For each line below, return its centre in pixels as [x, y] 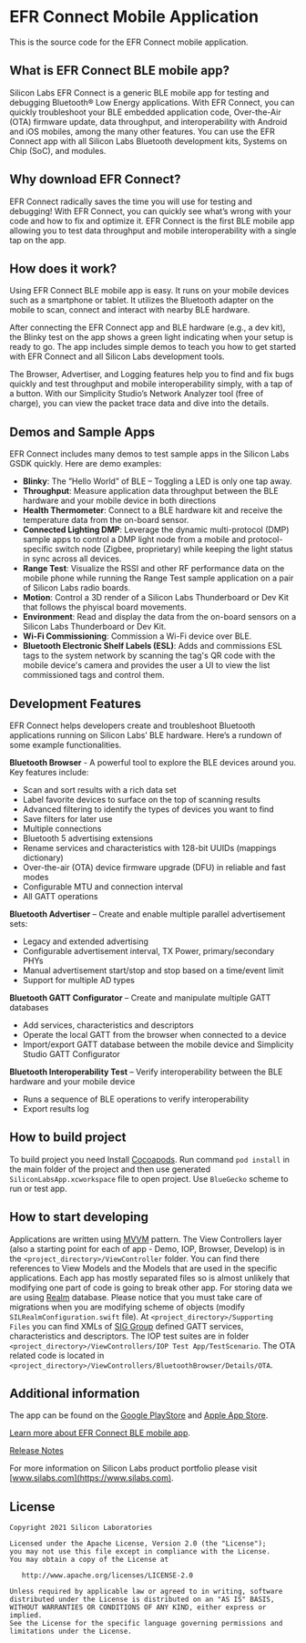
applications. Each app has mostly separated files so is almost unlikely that [150, 1278]
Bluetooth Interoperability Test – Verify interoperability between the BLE [146, 1072]
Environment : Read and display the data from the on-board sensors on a [159, 617]
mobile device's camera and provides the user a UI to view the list [146, 665]
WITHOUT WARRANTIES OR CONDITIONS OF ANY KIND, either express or [138, 1607]
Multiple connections [62, 828]
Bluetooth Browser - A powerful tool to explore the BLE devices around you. [153, 762]
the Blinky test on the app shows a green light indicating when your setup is [152, 337]
